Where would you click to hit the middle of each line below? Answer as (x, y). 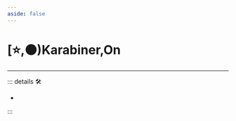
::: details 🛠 (25, 81)
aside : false (26, 14)
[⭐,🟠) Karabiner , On (64, 50)
